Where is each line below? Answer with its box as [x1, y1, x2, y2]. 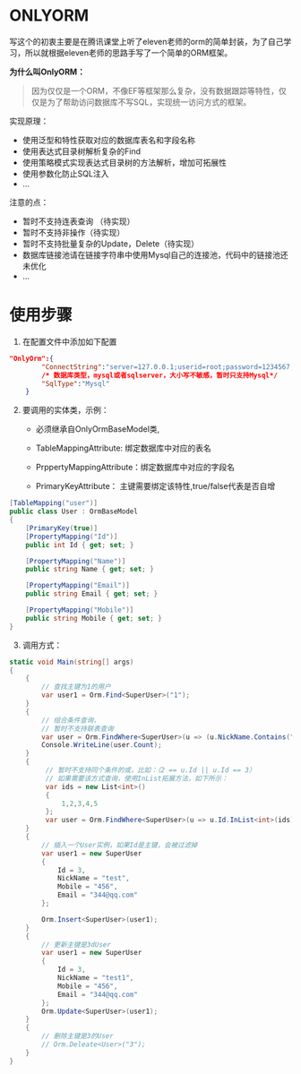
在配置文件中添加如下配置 [21, 336, 117, 347]
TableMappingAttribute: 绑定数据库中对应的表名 [35, 442, 212, 453]
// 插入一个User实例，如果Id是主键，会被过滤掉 [41, 840, 198, 849]
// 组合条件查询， [41, 716, 100, 725]
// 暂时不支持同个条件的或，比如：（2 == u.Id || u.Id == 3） [45, 766, 256, 775]
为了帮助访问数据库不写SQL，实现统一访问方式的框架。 [47, 96, 252, 107]
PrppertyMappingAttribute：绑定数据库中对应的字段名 [35, 462, 236, 473]
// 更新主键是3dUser [41, 940, 112, 949]
